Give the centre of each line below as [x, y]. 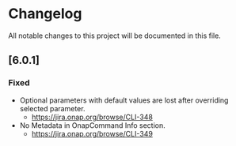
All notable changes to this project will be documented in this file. [115, 36]
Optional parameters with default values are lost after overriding [124, 100]
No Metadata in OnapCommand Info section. [93, 125]
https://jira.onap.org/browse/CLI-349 [92, 133]
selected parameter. [52, 108]
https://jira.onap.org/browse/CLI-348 [92, 117]
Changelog [45, 14]
